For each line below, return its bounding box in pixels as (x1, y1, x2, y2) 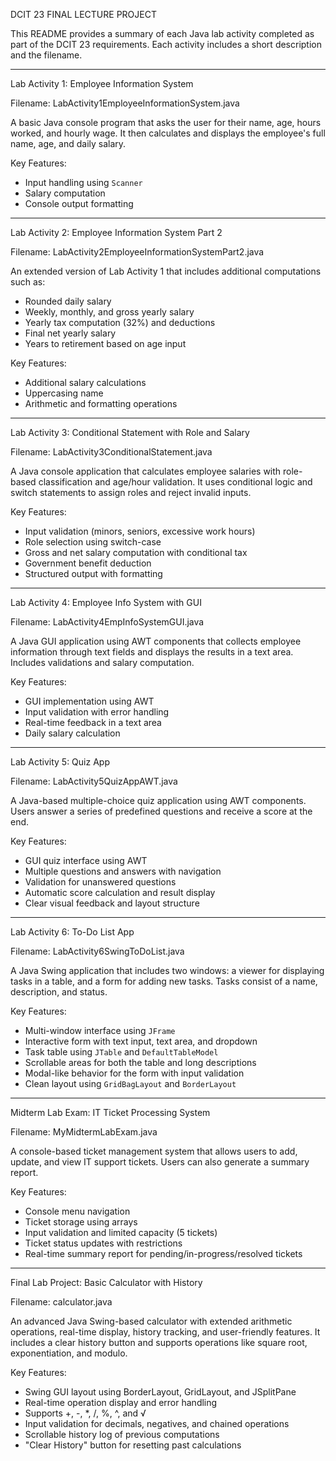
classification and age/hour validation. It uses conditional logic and (38, 476, 313, 488)
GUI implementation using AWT (24, 695, 155, 707)
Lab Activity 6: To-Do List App (10, 926, 135, 938)
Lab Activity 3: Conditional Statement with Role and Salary (10, 427, 250, 438)
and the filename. (10, 49, 83, 61)
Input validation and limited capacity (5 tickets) (24, 1227, 218, 1238)
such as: (10, 276, 46, 288)
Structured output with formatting (24, 568, 163, 579)
